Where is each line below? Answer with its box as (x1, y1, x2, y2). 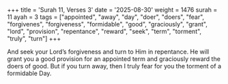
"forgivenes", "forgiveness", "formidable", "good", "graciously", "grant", (7, 20, 208, 28)
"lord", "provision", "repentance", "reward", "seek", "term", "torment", (7, 27, 202, 35)
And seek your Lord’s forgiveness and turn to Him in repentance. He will (7, 47, 210, 56)
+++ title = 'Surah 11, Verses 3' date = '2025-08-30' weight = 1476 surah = (7, 6, 218, 14)
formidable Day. (7, 69, 52, 77)
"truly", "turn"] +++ (7, 35, 61, 43)
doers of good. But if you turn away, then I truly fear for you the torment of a (7, 62, 222, 70)
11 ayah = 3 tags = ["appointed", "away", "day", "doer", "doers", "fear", (7, 13, 205, 21)
